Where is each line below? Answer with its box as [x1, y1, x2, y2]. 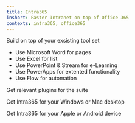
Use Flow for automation [15, 74, 77, 82]
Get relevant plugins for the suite [6, 86, 88, 94]
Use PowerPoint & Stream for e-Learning [15, 61, 117, 69]
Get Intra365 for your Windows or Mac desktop [6, 98, 125, 105]
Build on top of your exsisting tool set [6, 37, 100, 44]
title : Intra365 [6, 9, 47, 15]
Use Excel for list [15, 55, 58, 63]
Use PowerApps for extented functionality [15, 68, 120, 76]
